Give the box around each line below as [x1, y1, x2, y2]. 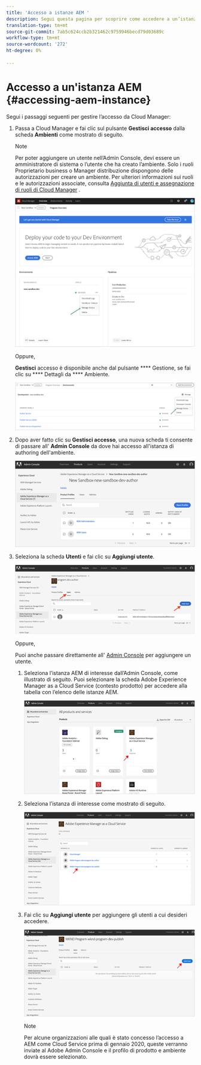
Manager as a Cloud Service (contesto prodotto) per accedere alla [23, 682, 187, 689]
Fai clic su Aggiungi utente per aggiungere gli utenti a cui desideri [23, 911, 187, 918]
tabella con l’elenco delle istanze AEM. [23, 689, 119, 696]
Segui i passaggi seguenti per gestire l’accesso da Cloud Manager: [6, 113, 171, 120]
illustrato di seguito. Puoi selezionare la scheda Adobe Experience [23, 676, 187, 683]
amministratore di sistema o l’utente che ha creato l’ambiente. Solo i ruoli [14, 161, 194, 168]
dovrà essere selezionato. [23, 1053, 88, 1060]
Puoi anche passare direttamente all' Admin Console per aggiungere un [14, 652, 191, 659]
